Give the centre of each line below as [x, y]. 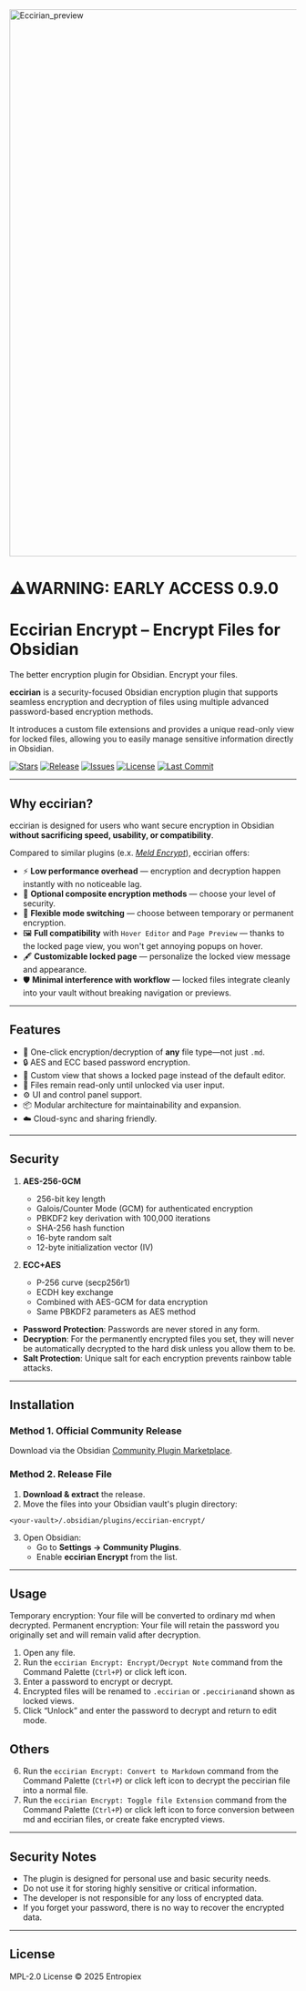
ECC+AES [42, 1264]
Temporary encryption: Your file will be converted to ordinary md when [143, 1616]
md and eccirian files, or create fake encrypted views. [124, 1820]
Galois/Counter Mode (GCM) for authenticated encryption [144, 1208]
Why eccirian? [51, 804]
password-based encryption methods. [82, 712]
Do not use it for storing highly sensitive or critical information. [140, 1888]
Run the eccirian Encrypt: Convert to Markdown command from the [151, 1771]
